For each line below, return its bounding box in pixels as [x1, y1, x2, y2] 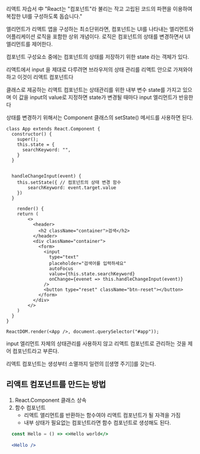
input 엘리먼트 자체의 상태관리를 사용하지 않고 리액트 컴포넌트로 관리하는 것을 [6, 340, 187, 347]
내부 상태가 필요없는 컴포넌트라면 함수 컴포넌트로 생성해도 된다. [23, 419, 171, 426]
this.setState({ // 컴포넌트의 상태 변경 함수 [17, 179, 122, 185]
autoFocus [49, 266, 74, 272]
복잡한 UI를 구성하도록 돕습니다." [6, 13, 83, 20]
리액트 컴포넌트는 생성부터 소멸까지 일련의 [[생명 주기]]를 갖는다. [6, 360, 156, 367]
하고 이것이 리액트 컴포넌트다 [6, 74, 74, 80]
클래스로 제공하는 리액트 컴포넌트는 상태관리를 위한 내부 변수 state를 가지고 [6, 86, 181, 93]
